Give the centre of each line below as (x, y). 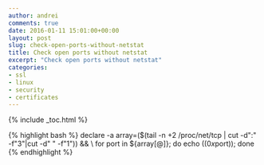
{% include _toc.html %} (48, 120)
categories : (28, 68)
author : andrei (33, 16)
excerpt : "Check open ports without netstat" (85, 61)
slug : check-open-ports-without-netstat (77, 45)
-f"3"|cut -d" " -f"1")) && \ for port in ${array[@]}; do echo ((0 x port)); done (132, 143)
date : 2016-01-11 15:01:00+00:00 (64, 30)
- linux (21, 82)
